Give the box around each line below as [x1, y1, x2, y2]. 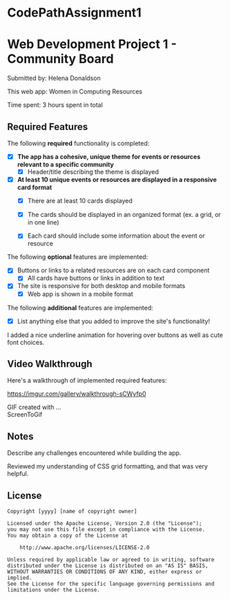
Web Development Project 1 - [7, 37, 178, 53]
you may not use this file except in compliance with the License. [7, 526, 206, 533]
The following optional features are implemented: [7, 253, 148, 261]
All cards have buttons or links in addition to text [27, 274, 165, 283]
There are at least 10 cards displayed [27, 197, 133, 205]
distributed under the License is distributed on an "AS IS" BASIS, [7, 562, 209, 569]
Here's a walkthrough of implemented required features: [7, 377, 167, 385]
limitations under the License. [7, 587, 100, 593]
